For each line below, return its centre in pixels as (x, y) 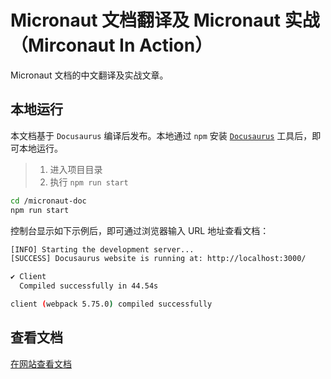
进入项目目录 (76, 169)
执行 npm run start (89, 182)
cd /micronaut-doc (48, 201)
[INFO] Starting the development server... (102, 249)
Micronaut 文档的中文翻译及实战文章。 (89, 75)
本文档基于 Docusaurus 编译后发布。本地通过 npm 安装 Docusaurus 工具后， (161, 135)
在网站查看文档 (41, 363)
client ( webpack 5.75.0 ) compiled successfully (111, 304)
